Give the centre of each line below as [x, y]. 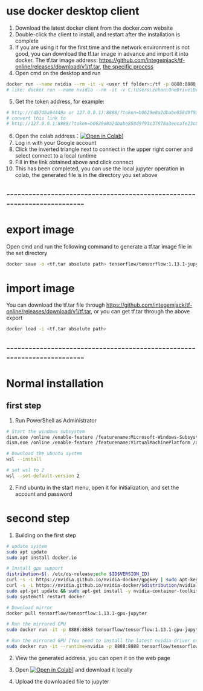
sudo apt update [27, 552]
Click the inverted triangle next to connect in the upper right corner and [104, 149]
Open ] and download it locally [74, 669]
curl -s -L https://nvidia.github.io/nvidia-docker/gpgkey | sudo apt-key [102, 580]
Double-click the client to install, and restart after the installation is [97, 34]
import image [40, 288]
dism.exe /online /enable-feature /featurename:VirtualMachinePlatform [98, 443]
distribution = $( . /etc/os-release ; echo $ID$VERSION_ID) [78, 574]
